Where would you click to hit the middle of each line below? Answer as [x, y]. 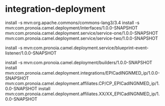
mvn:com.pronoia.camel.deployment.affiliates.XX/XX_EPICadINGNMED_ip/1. [82, 94]
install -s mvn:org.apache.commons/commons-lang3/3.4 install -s [72, 23]
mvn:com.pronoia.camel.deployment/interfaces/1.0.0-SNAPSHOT [71, 27]
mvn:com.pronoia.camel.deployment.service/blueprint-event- [86, 48]
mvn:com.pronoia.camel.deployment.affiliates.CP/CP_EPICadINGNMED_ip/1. [82, 83]
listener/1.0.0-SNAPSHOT [31, 53]
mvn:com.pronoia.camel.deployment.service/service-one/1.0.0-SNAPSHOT [82, 33]
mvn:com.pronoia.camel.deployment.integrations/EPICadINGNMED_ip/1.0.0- [82, 73]
